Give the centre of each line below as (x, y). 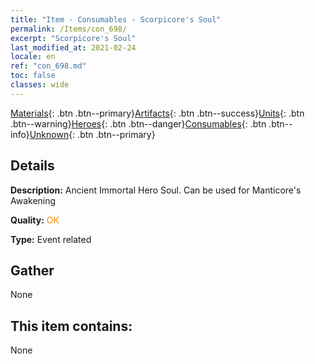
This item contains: (71, 326)
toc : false (33, 76)
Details (32, 166)
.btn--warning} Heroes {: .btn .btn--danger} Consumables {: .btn (138, 123)
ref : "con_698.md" (48, 66)
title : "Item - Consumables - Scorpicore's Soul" (116, 19)
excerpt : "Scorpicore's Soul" (73, 38)
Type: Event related (51, 239)
